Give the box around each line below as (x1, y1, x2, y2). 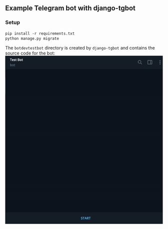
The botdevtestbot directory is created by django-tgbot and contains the (5, 44, 155, 50)
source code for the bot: (5, 50, 55, 56)
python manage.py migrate (5, 36, 59, 41)
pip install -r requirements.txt (5, 31, 75, 36)
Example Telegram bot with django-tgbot (5, 4, 136, 12)
